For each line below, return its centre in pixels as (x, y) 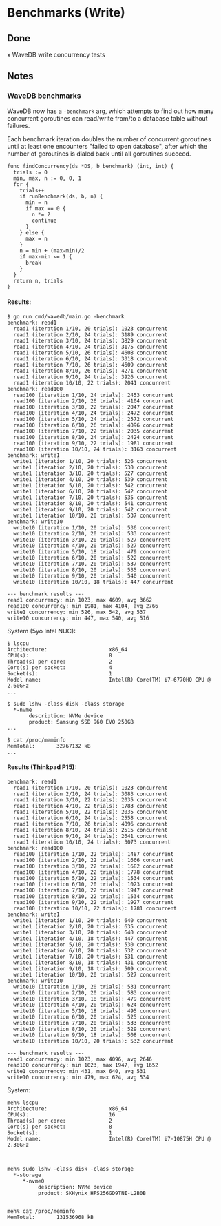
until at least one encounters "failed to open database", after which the (107, 146)
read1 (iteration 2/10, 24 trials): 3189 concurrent (91, 335)
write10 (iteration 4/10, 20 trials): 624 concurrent (92, 1005)
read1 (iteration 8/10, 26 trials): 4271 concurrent (91, 371)
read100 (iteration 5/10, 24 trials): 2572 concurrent (94, 419)
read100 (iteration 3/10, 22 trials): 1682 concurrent (94, 866)
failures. (19, 125)
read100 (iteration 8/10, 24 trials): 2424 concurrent (94, 437)
